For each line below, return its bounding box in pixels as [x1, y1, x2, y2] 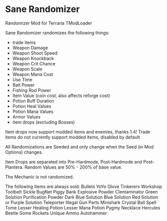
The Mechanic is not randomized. [5, 173, 74, 179]
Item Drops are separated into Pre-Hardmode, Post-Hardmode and [5, 158, 143, 164]
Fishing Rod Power [12, 87, 51, 93]
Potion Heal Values [12, 103, 51, 109]
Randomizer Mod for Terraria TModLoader [5, 20, 92, 26]
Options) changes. [5, 149, 43, 155]
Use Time [12, 76, 32, 82]
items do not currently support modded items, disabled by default [5, 134, 141, 140]
